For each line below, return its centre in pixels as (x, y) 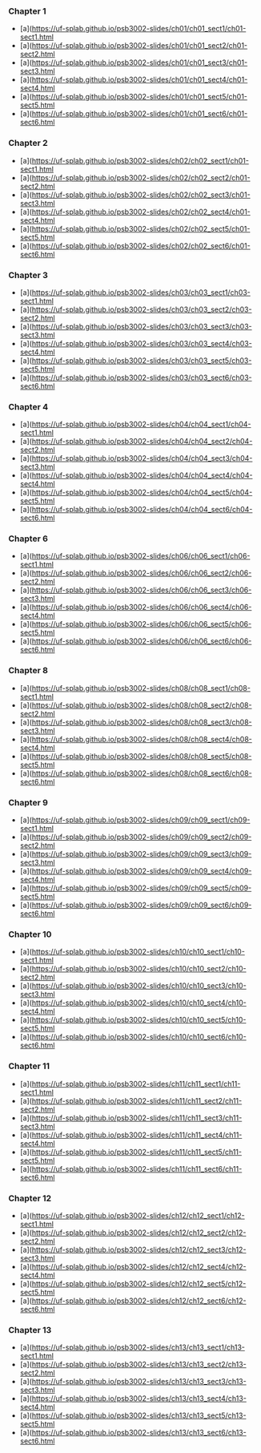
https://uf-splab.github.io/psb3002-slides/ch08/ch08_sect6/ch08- (142, 773)
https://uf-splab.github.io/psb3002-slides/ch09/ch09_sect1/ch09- (141, 820)
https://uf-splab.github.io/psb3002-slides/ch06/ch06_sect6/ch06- (142, 641)
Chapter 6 (28, 539)
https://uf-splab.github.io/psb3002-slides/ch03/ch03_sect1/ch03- (141, 292)
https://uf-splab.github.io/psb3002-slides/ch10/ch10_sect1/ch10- (139, 952)
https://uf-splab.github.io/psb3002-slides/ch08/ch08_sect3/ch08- (142, 722)
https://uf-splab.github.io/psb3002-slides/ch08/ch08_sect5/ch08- (142, 756)
